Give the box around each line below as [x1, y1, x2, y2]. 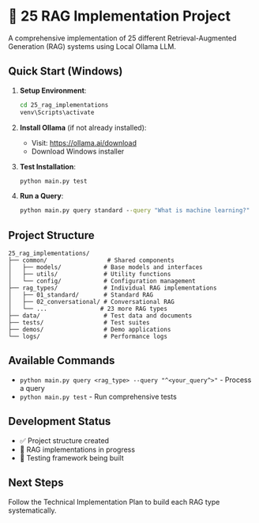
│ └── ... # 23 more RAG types [8, 305, 168, 313]
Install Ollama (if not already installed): [19, 123, 147, 132]
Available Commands [8, 354, 115, 367]
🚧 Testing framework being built [19, 453, 124, 462]
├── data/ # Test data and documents [8, 312, 193, 320]
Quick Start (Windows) [8, 65, 123, 78]
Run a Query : [19, 191, 64, 201]
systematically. [8, 506, 57, 515]
